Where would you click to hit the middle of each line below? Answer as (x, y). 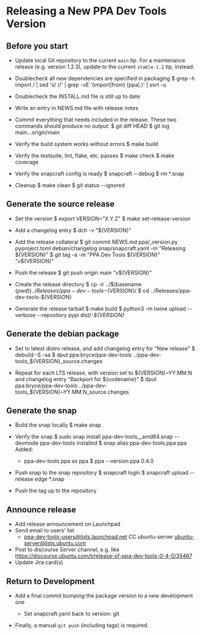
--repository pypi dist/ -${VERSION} (81, 315)
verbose (25, 315)
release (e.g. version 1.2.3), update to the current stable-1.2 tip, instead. (105, 67)
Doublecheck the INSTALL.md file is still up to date (77, 96)
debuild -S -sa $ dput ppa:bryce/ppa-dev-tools (73, 355)
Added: (24, 450)
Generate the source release (61, 204)
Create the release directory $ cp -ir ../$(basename (78, 284)
